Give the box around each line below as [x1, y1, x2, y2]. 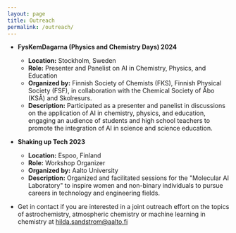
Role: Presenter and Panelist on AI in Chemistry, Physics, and [27, 64, 206, 73]
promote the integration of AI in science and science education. [27, 124, 213, 133]
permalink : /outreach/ [7, 23, 74, 30]
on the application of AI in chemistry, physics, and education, [27, 109, 206, 117]
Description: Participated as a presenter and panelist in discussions [27, 102, 225, 110]
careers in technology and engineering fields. [27, 189, 161, 198]
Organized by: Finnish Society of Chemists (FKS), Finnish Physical [27, 79, 222, 88]
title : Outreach [7, 17, 55, 24]
